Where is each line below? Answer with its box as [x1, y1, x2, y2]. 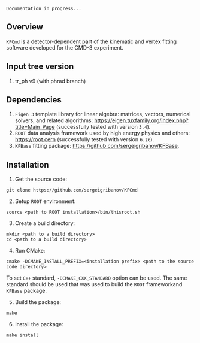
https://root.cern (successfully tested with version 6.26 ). [14, 136, 154, 143]
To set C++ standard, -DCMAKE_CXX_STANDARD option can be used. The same [6, 274, 187, 281]
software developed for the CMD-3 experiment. [6, 44, 124, 51]
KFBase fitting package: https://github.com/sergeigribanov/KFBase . [14, 142, 180, 150]
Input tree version [6, 62, 74, 72]
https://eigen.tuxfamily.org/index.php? [94, 117, 189, 124]
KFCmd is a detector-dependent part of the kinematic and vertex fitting [6, 38, 177, 45]
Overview [6, 22, 44, 32]
